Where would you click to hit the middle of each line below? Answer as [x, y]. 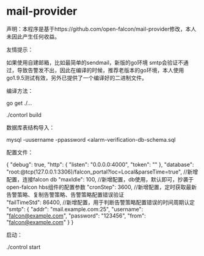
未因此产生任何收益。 [33, 36]
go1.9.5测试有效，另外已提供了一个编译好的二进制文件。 [77, 78]
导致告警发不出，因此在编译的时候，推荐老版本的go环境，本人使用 [100, 70]
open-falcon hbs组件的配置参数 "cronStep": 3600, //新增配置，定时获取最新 [102, 187]
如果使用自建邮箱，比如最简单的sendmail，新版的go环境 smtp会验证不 [95, 62]
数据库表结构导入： [31, 127]
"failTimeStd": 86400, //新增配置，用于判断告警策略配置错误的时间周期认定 [101, 202]
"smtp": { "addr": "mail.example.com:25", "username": [75, 209]
